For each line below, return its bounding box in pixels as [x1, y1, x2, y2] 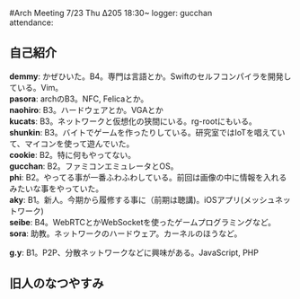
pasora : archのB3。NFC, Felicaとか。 [9, 93, 149, 104]
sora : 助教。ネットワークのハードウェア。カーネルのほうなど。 [9, 228, 243, 239]
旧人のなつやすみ [9, 276, 104, 291]
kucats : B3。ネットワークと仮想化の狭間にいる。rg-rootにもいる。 [9, 116, 258, 127]
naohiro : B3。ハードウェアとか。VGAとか [9, 104, 164, 115]
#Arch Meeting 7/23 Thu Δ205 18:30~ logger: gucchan [9, 8, 213, 18]
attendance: [9, 17, 54, 28]
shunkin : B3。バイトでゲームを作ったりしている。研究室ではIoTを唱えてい [9, 127, 286, 137]
